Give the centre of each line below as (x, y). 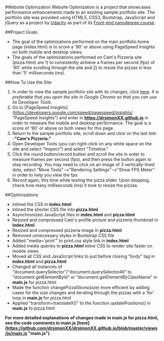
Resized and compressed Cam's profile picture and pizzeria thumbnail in (85, 220)
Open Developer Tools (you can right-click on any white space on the (82, 144)
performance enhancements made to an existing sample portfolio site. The (80, 12)
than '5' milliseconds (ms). (39, 73)
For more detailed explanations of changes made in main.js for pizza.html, (82, 318)
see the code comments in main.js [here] (47, 323)
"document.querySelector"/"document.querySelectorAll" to (72, 272)
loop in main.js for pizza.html (41, 298)
